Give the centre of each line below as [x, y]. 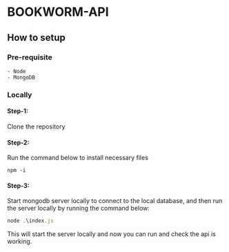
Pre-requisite [30, 57]
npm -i [17, 171]
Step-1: [18, 111]
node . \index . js [30, 221]
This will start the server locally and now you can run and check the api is [111, 234]
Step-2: [18, 142]
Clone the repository [36, 126]
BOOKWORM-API [58, 12]
